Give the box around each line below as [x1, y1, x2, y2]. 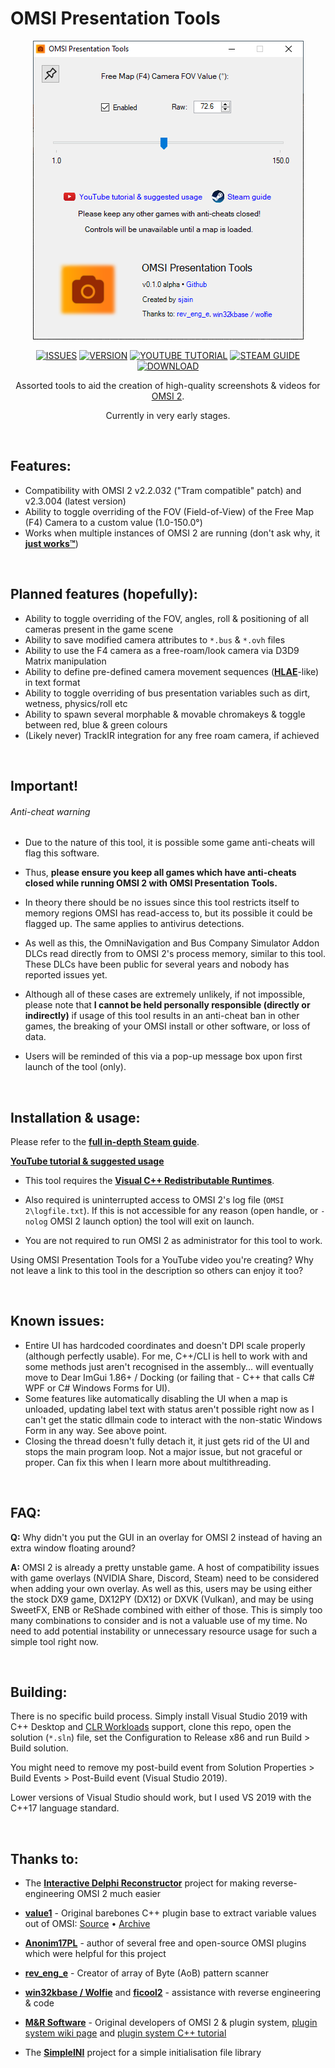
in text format [24, 676, 81, 688]
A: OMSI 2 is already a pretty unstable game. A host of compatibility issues [10, 1561, 320, 1573]
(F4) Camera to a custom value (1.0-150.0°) [24, 516, 203, 528]
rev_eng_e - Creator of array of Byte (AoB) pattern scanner [24, 1967, 269, 1979]
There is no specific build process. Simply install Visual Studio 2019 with [10, 1710, 308, 1722]
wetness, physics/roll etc [24, 697, 128, 709]
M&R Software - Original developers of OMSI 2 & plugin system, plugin [24, 2017, 318, 2029]
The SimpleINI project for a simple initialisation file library [24, 2047, 262, 2059]
